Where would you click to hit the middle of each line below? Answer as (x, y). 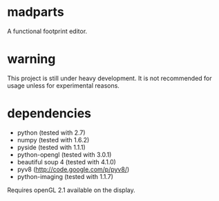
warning (31, 59)
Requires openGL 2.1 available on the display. (72, 190)
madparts (36, 12)
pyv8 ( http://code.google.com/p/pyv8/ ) (73, 169)
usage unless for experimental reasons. (63, 85)
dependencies (49, 114)
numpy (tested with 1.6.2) (53, 140)
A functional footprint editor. (47, 31)
